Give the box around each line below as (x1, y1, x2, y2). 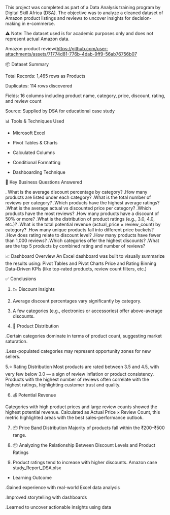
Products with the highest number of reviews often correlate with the (5, 376, 149, 382)
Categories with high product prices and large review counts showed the (5, 404, 157, 410)
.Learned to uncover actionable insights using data (5, 504, 112, 510)
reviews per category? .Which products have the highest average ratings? (5, 200, 160, 205)
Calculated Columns (12, 149, 55, 156)
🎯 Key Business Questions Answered (5, 179, 82, 185)
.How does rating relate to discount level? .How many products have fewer (5, 232, 161, 238)
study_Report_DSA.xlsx (12, 465, 62, 471)
